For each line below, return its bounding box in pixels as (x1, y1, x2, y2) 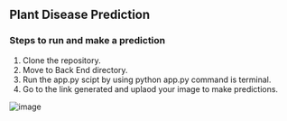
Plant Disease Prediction (9, 7, 151, 23)
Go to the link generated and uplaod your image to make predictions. (22, 83, 278, 94)
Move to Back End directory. (22, 64, 128, 75)
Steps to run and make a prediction (9, 34, 166, 47)
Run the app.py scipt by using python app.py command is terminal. (22, 74, 272, 85)
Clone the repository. (22, 54, 101, 66)
